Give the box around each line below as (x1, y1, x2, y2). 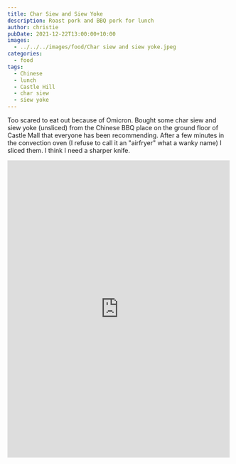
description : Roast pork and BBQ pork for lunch (7, 17, 154, 24)
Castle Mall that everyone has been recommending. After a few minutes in (7, 131, 225, 139)
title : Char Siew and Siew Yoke (7, 10, 103, 18)
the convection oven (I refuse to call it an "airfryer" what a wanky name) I (7, 139, 222, 147)
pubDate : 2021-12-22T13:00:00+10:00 (7, 30, 116, 38)
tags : (7, 63, 23, 70)
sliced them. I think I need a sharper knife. (7, 147, 130, 154)
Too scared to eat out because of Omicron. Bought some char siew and (7, 116, 217, 125)
